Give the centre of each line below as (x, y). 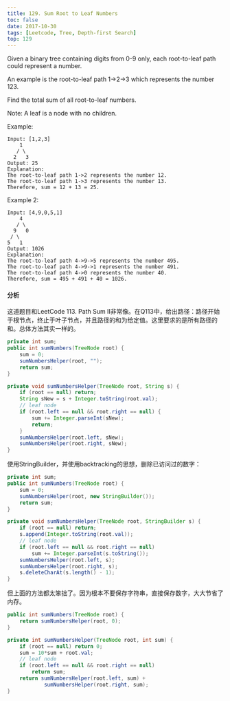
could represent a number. (45, 66)
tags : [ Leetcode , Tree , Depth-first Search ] (72, 33)
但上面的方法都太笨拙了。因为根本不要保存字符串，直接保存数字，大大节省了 (115, 593)
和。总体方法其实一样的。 (43, 329)
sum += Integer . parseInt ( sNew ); (78, 418)
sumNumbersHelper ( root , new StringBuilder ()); (87, 496)
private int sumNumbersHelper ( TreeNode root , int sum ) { (90, 640)
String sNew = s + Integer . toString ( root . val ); (89, 399)
